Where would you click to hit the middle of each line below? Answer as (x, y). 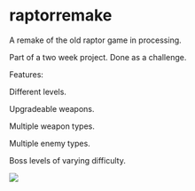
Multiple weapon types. (52, 126)
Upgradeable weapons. (52, 108)
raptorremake (61, 16)
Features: (27, 74)
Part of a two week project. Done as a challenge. (98, 57)
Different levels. (38, 92)
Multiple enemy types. (50, 143)
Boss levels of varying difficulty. (67, 160)
